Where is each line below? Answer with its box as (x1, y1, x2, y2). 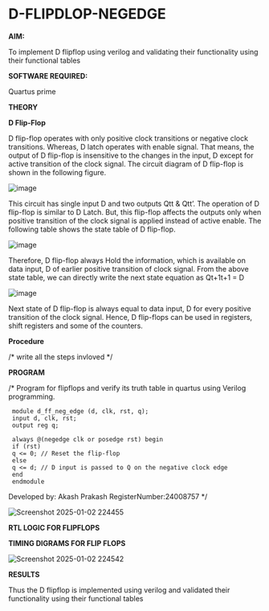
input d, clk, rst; (11, 414, 78, 422)
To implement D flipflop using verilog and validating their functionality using (8, 47, 259, 56)
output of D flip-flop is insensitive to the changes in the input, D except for (8, 150, 255, 160)
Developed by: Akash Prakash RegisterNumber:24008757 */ (8, 491, 208, 501)
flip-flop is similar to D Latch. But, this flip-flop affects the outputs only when (8, 207, 262, 217)
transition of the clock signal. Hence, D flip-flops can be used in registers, (8, 312, 253, 322)
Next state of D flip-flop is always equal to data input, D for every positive (8, 303, 251, 314)
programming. (8, 392, 55, 401)
